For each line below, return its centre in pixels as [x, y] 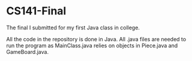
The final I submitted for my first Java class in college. [73, 28]
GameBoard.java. [28, 51]
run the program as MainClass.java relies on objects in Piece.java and [92, 45]
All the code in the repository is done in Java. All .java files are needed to [96, 39]
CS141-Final [36, 11]
